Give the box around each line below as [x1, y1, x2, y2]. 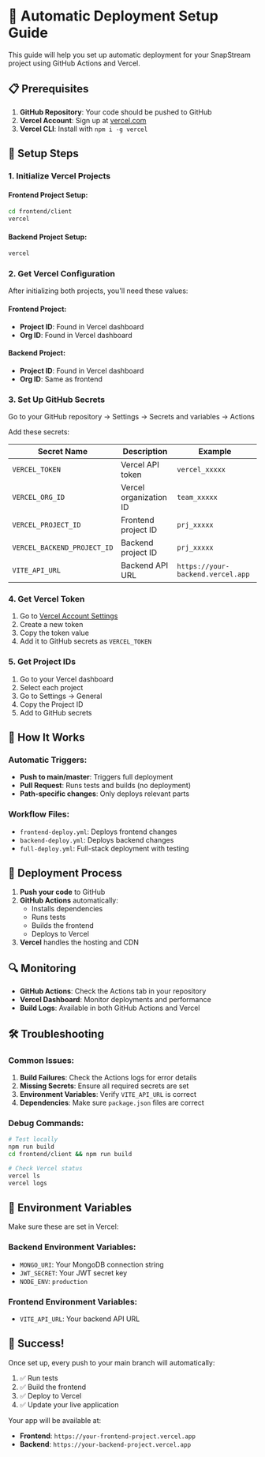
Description [122, 446, 168, 457]
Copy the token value [19, 628, 89, 638]
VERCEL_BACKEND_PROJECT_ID [12, 543, 114, 552]
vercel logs [8, 1179, 47, 1187]
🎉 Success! [8, 1337, 65, 1350]
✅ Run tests [19, 1373, 58, 1383]
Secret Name [37, 446, 88, 457]
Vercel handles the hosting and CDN [19, 937, 140, 947]
